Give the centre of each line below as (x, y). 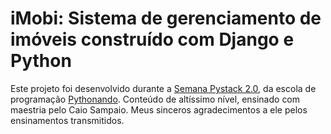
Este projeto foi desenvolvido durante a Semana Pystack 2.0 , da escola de (163, 88)
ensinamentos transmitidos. (67, 120)
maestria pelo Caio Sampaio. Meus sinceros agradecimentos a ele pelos (159, 109)
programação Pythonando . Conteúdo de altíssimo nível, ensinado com (155, 99)
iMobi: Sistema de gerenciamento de (166, 18)
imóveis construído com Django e (152, 39)
